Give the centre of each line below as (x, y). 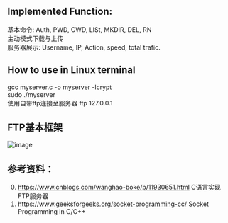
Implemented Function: (60, 12)
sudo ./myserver (31, 94)
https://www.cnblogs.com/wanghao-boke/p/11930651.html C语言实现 (119, 188)
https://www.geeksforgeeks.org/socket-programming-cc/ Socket (113, 204)
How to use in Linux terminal (71, 70)
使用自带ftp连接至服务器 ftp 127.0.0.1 (60, 103)
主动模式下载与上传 (36, 38)
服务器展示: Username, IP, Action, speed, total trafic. (84, 47)
